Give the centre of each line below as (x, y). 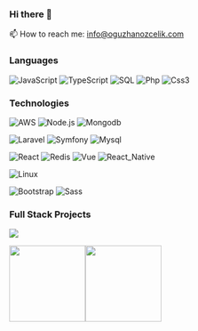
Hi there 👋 (31, 14)
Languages (34, 61)
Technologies (39, 103)
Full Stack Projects (50, 214)
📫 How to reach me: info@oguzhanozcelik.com (97, 34)
